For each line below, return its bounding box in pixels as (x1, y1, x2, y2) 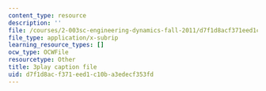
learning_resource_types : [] (8, 41, 104, 49)
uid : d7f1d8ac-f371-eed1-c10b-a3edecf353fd (8, 70, 154, 78)
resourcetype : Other (8, 56, 77, 64)
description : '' (8, 19, 62, 27)
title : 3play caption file (8, 63, 97, 71)
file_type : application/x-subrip (8, 33, 119, 42)
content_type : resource (8, 11, 87, 20)
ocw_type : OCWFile (8, 48, 69, 56)
